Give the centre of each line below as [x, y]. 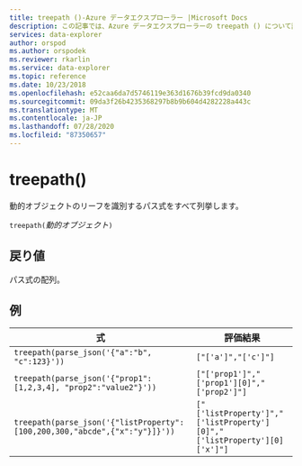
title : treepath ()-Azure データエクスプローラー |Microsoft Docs [129, 18]
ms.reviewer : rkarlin [50, 59]
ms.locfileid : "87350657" [58, 135]
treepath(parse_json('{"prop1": [83, 379]
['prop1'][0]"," [231, 383]
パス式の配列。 [37, 279]
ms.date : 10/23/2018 [48, 85]
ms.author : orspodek [48, 51]
